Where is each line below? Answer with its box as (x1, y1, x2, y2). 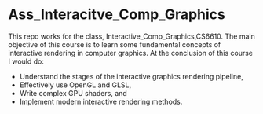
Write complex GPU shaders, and (19, 88, 127, 97)
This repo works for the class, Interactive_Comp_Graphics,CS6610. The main (8, 31, 255, 41)
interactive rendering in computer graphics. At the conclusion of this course (8, 48, 254, 57)
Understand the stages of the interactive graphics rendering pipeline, (19, 72, 243, 81)
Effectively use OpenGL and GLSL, (19, 80, 132, 90)
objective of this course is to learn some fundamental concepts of (8, 39, 221, 49)
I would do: (8, 57, 45, 66)
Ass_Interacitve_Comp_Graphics (8, 6, 225, 24)
